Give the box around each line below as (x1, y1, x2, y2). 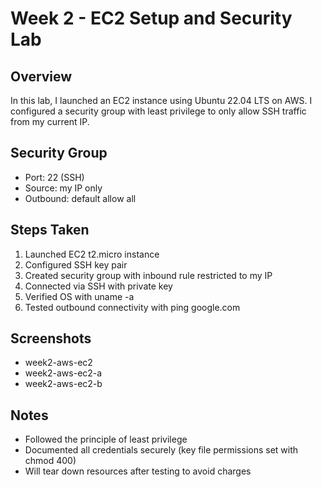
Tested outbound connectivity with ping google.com (24, 301, 241, 313)
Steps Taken (10, 222, 90, 239)
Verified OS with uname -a (24, 290, 135, 302)
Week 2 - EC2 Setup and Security (10, 7, 293, 30)
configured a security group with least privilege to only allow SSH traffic (10, 105, 307, 117)
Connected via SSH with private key (24, 280, 173, 292)
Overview (10, 68, 73, 85)
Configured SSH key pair (24, 258, 128, 271)
